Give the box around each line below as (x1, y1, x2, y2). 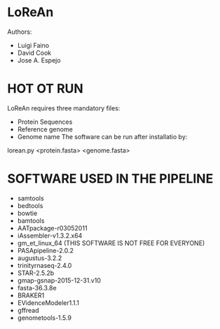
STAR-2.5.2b (17, 269, 55, 277)
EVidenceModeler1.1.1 (17, 298, 79, 307)
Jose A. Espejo (17, 56, 61, 64)
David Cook (17, 49, 52, 57)
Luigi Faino (17, 41, 50, 49)
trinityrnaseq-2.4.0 (17, 261, 72, 269)
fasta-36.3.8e (17, 283, 57, 292)
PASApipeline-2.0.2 (17, 246, 74, 254)
